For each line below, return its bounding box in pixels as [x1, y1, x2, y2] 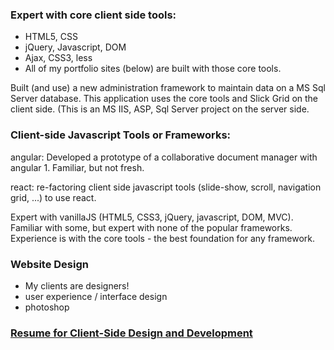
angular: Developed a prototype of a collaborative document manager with [10, 151, 318, 163]
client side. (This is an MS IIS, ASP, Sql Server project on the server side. [10, 103, 310, 115]
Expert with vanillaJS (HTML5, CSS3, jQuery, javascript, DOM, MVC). [10, 211, 294, 223]
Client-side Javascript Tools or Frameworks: [10, 128, 232, 142]
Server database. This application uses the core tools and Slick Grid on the [10, 93, 319, 105]
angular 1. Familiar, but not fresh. [10, 161, 145, 173]
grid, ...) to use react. [10, 191, 97, 203]
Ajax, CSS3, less [24, 52, 93, 64]
